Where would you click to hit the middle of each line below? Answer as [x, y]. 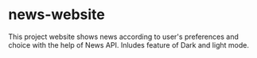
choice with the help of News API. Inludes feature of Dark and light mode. [128, 44]
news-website [56, 15]
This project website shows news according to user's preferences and [123, 37]
